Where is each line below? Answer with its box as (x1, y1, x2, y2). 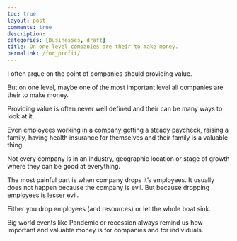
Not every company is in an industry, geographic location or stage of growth (7, 154, 230, 163)
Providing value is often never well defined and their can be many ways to (7, 104, 223, 113)
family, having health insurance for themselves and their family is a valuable (7, 133, 229, 142)
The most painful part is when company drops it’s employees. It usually (7, 175, 215, 184)
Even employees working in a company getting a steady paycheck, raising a (7, 125, 229, 134)
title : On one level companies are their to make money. (7, 43, 179, 50)
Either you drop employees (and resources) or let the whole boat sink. (7, 204, 211, 213)
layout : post (7, 17, 46, 24)
